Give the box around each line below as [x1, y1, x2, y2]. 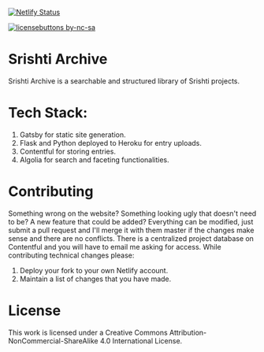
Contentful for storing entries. [19, 146, 117, 156]
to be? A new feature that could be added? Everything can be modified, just [8, 217, 254, 226]
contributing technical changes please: [8, 250, 135, 260]
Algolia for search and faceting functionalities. [19, 154, 169, 165]
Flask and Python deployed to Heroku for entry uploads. [19, 138, 203, 147]
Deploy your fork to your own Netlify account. [19, 265, 169, 275]
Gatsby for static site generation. [19, 130, 126, 139]
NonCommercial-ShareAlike [8, 335, 99, 346]
